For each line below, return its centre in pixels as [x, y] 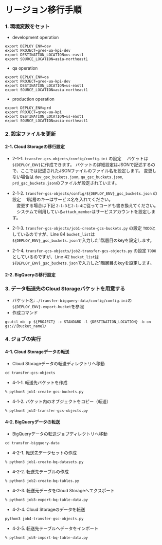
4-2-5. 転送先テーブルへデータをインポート [55, 528]
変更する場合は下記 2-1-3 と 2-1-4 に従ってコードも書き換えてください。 [87, 205]
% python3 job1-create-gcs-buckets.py [44, 392]
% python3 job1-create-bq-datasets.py [44, 462]
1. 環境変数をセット [27, 26]
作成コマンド [25, 313]
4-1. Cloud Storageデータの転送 [37, 352]
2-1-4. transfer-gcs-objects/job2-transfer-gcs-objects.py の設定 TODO [84, 251]
